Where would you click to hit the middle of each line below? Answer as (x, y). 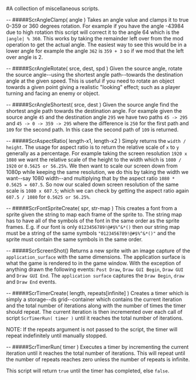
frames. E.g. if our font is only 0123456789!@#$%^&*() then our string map (93, 227)
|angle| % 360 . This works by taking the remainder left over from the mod (95, 38)
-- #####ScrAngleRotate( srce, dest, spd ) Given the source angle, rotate (94, 69)
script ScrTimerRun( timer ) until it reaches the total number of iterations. (95, 318)
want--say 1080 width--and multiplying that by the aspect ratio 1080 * (90, 178)
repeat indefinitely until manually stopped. (57, 336)
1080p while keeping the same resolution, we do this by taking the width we (97, 172)
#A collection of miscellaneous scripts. (53, 8)
